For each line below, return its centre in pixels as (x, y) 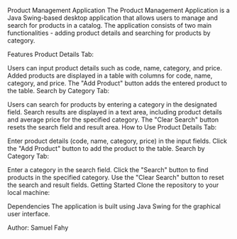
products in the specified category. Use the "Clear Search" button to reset (116, 177)
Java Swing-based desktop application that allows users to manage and (113, 18)
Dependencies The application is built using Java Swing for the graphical (114, 206)
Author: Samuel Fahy (38, 228)
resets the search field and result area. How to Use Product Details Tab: (112, 127)
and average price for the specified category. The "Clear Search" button (113, 119)
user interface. (29, 214)
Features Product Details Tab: (51, 54)
